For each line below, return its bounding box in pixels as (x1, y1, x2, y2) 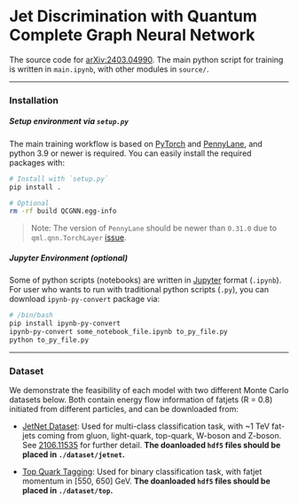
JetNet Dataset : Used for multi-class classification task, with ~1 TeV (21, 421, 271, 431)
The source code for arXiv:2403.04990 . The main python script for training (9, 54, 284, 65)
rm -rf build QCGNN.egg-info (9, 206, 117, 216)
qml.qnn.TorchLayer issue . (30, 232, 127, 243)
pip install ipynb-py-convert (9, 319, 122, 329)
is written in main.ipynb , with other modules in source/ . (9, 64, 209, 74)
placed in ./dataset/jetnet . (21, 449, 126, 460)
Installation (9, 94, 59, 106)
